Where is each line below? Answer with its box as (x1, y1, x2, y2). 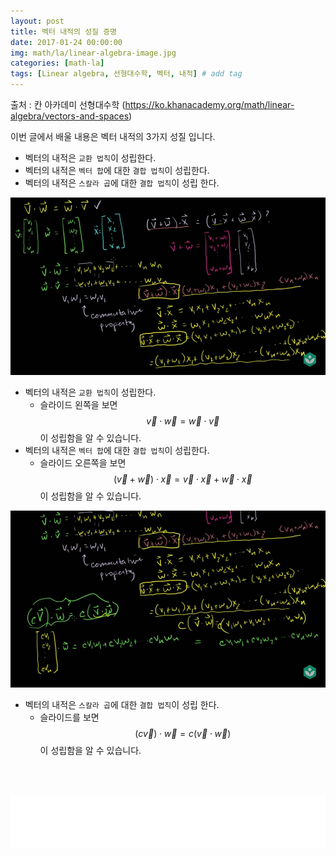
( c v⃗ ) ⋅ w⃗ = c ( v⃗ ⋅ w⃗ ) (134, 728, 232, 739)
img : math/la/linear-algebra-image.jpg (10, 48, 177, 58)
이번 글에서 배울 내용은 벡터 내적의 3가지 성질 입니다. (10, 131, 216, 142)
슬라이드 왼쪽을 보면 (39, 398, 118, 410)
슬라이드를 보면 (39, 711, 100, 723)
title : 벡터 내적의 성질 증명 (10, 26, 118, 37)
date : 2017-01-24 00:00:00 (10, 37, 123, 47)
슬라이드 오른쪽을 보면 (39, 456, 127, 469)
